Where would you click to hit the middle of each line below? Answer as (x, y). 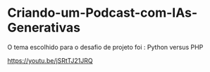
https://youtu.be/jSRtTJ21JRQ (50, 60)
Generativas (44, 28)
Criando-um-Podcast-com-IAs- (103, 13)
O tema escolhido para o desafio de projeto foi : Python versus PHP (105, 47)
